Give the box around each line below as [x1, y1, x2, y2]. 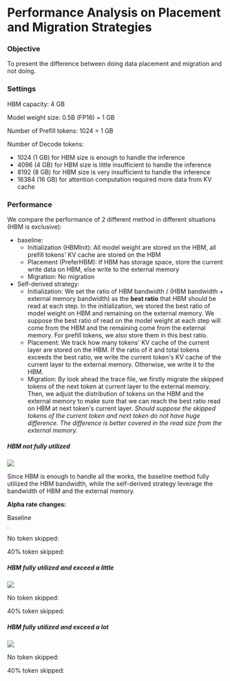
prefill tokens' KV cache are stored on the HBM [27, 251, 161, 259]
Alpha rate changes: [7, 501, 67, 509]
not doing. [7, 67, 36, 75]
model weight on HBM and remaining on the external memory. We [27, 309, 215, 317]
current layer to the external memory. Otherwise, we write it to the [27, 360, 215, 369]
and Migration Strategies [7, 19, 152, 35]
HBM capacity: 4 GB [7, 100, 65, 108]
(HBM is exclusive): [7, 222, 62, 231]
